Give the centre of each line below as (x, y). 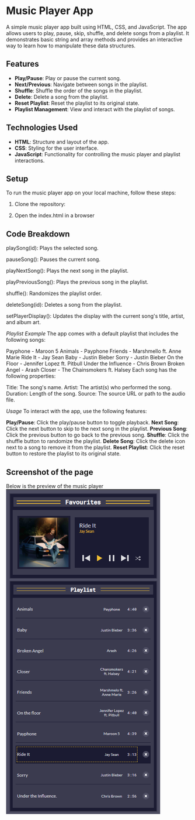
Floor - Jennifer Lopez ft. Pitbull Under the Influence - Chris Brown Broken (95, 363)
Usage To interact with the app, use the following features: (76, 411)
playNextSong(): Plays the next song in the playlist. (67, 271)
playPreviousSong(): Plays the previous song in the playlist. (77, 282)
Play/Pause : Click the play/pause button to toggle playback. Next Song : (93, 423)
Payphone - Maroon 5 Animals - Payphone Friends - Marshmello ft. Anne (94, 351)
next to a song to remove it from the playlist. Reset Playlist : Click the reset (95, 447)
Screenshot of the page (50, 472)
